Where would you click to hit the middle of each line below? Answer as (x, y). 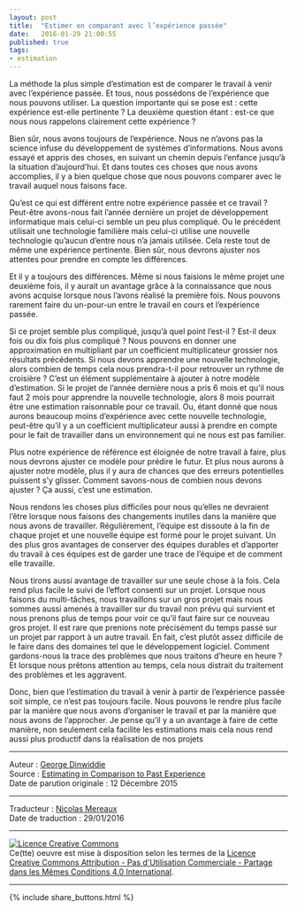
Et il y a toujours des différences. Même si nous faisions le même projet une (147, 276)
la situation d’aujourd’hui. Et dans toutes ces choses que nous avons (133, 167)
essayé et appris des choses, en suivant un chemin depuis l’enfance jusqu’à (147, 157)
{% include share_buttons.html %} (72, 897)
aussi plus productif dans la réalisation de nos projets (106, 739)
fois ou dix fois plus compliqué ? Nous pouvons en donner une (123, 341)
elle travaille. (32, 563)
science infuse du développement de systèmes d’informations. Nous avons (146, 148)
